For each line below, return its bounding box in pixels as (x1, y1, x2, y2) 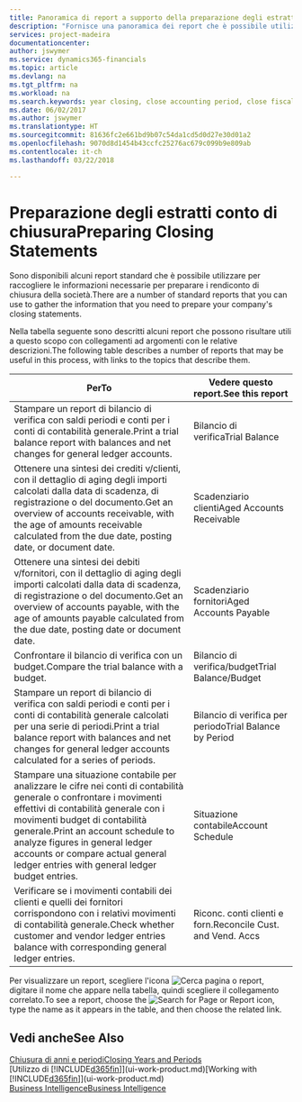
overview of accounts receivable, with (13, 507, 174, 520)
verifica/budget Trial (192, 660, 277, 673)
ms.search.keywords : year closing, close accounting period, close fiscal (9, 96, 296, 106)
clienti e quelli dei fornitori (13, 896, 123, 908)
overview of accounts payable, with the (13, 601, 180, 614)
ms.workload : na (9, 88, 70, 97)
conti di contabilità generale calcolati (13, 709, 169, 722)
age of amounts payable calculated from (13, 612, 184, 624)
